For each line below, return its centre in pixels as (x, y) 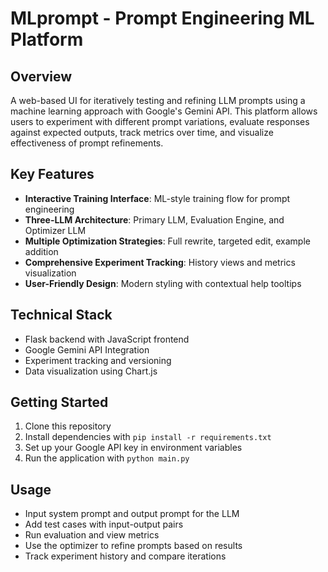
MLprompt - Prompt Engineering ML (162, 18)
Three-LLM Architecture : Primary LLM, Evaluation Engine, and (154, 219)
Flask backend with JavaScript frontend (107, 339)
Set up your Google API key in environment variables (133, 448)
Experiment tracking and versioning (98, 360)
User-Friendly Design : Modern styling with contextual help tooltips (163, 283)
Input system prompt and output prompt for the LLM (132, 514)
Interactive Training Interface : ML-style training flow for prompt (157, 198)
